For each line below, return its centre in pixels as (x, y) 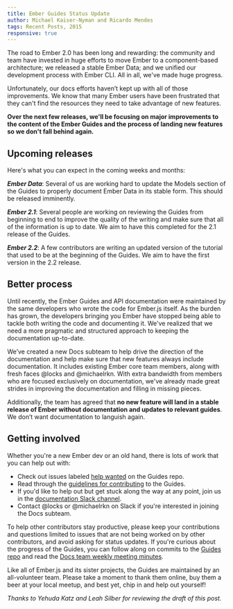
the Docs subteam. (44, 513)
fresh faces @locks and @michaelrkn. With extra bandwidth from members (115, 374)
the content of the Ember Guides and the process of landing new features (115, 124)
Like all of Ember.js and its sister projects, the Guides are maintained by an (113, 570)
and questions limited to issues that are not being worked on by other (106, 534)
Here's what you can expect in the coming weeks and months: (96, 171)
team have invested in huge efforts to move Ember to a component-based (113, 61)
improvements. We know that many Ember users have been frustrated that (113, 96)
